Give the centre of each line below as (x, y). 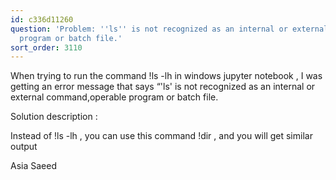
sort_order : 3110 (46, 47)
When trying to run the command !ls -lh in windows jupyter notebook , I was (166, 76)
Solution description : (54, 117)
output (24, 147)
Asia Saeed (33, 166)
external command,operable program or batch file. (114, 97)
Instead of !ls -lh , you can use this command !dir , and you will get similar (161, 136)
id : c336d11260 (42, 19)
